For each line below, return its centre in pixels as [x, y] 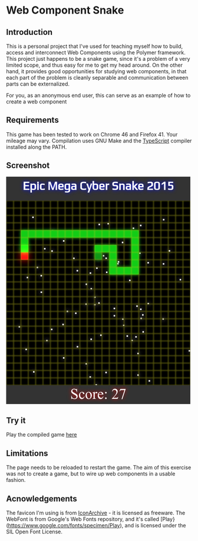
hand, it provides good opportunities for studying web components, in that [96, 71]
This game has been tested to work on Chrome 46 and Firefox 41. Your [92, 134]
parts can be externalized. [38, 84]
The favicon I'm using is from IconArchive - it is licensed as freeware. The [96, 513]
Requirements [32, 120]
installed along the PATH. [37, 147]
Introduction [29, 32]
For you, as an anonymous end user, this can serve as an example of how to [98, 95]
